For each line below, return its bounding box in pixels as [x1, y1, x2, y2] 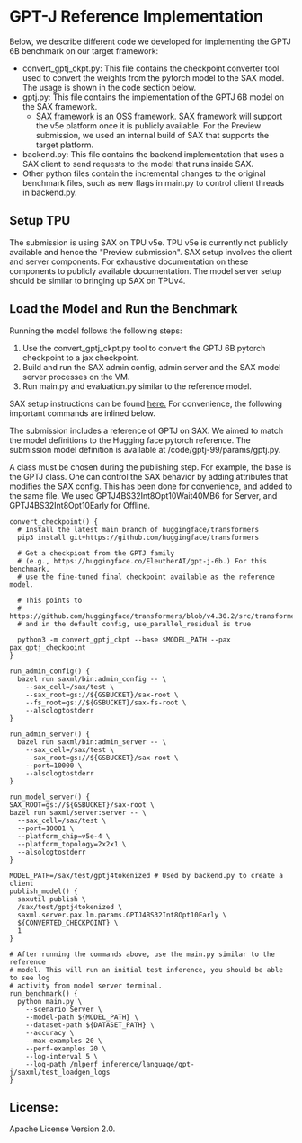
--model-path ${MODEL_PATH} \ [25, 1013, 139, 1022]
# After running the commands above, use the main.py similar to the [9, 950, 276, 959]
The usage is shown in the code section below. [22, 82, 197, 93]
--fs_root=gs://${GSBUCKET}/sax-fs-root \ [25, 698, 187, 707]
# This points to [17, 596, 83, 605]
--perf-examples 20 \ [25, 1044, 106, 1053]
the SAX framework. [22, 101, 98, 111]
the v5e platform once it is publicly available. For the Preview [35, 120, 262, 131]
